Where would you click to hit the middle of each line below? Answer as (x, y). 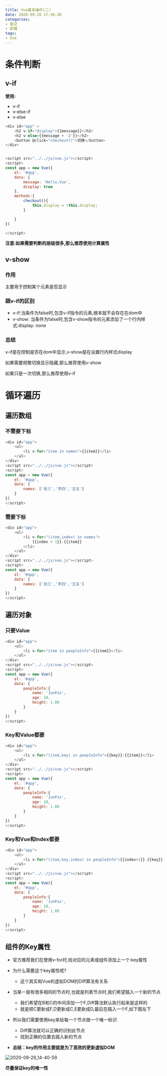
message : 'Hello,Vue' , (47, 182)
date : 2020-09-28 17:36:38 (33, 15)
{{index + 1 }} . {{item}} (57, 542)
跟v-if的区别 (20, 301)
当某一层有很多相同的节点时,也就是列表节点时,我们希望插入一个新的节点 (87, 992)
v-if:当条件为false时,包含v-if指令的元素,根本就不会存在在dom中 (77, 313)
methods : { (25, 196)
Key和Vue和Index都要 (32, 839)
